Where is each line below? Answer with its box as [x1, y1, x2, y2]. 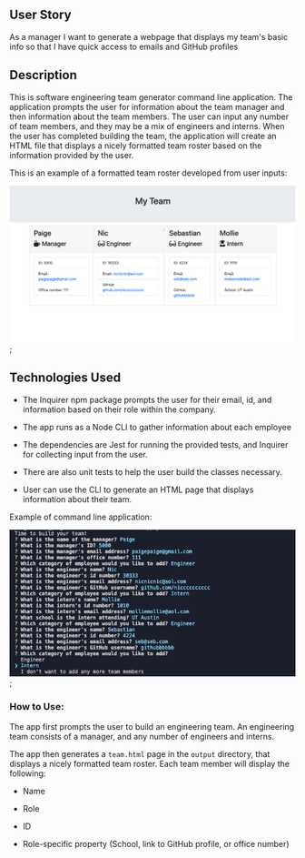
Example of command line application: [9, 511, 152, 522]
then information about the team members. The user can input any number [9, 111, 289, 122]
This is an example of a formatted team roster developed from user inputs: [9, 167, 288, 178]
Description [9, 67, 77, 83]
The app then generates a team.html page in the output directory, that [9, 748, 271, 759]
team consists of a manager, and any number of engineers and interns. [9, 731, 275, 742]
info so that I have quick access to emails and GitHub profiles [9, 41, 239, 52]
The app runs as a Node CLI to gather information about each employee [22, 421, 292, 432]
